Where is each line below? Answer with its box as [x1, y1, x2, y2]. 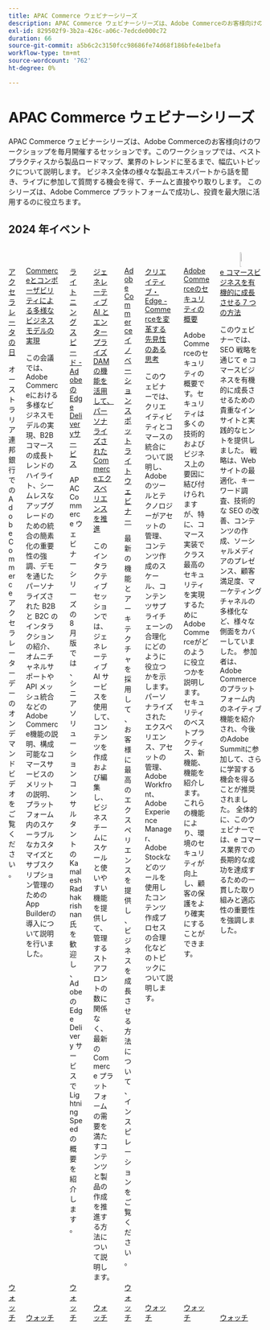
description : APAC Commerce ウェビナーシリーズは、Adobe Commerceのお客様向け [8, 19, 257, 27]
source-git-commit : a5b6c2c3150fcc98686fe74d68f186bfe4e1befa [8, 42, 221, 50]
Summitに [219, 744, 252, 754]
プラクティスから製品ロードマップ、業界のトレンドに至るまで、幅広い [8, 156, 240, 166]
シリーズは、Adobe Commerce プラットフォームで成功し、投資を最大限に [8, 187, 253, 196]
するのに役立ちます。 [14, 196, 86, 206]
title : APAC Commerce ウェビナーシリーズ [8, 11, 138, 20]
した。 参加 [219, 647, 258, 657]
